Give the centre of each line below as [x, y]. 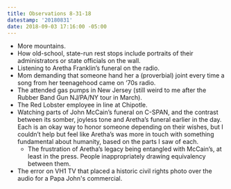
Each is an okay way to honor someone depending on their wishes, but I [120, 127]
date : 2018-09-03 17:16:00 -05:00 [57, 26]
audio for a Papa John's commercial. [70, 179]
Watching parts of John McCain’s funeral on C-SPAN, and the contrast [118, 112]
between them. [49, 164]
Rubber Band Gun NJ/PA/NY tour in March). [79, 98]
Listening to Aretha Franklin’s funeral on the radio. [88, 68]
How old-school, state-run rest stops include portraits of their [105, 53]
